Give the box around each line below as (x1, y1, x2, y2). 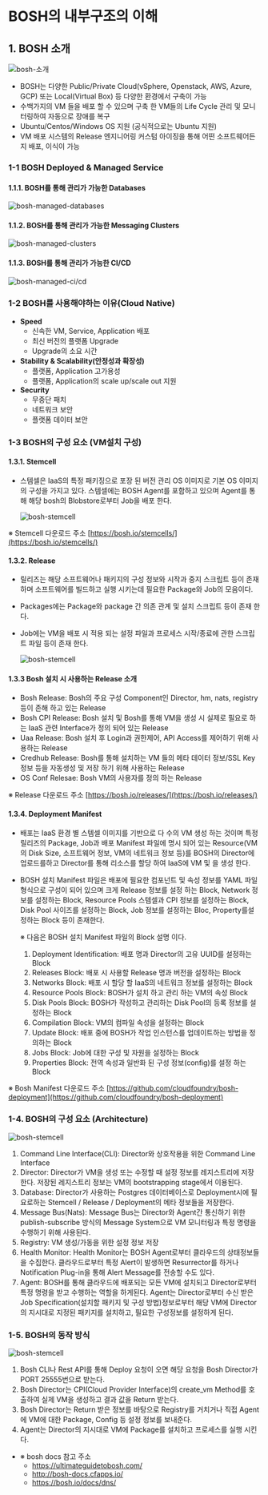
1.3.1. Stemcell (8, 457, 57, 467)
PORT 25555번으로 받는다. (19, 1375, 106, 1384)
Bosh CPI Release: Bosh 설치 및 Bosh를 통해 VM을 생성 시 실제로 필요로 (19, 713, 248, 723)
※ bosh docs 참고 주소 (19, 1452, 92, 1461)
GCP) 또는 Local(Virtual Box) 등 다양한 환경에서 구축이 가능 (19, 91, 207, 101)
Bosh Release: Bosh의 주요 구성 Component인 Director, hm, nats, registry (19, 693, 258, 703)
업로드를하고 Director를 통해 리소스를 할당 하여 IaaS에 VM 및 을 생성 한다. (19, 858, 250, 867)
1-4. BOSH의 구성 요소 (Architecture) (8, 1114, 149, 1125)
